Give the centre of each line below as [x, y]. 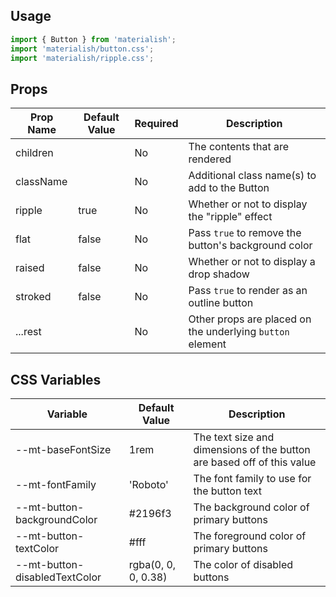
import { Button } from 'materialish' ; [93, 39]
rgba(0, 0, [152, 565]
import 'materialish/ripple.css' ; [82, 58]
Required [156, 124]
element [207, 344]
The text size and [234, 437]
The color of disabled [243, 565]
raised [30, 268]
